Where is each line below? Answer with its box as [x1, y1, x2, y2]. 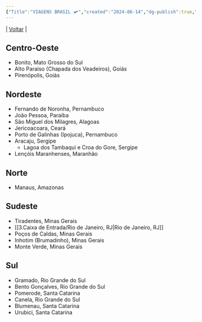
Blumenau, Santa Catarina [14, 302, 80, 309]
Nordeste [5, 89, 42, 100]
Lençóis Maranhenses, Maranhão [14, 150, 98, 158]
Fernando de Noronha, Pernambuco [14, 105, 105, 112]
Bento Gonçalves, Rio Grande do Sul [14, 283, 105, 290]
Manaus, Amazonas [14, 184, 64, 191]
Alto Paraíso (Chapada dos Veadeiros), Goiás [14, 65, 128, 72]
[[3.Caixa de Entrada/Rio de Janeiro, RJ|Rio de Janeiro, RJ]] [14, 224, 164, 231]
